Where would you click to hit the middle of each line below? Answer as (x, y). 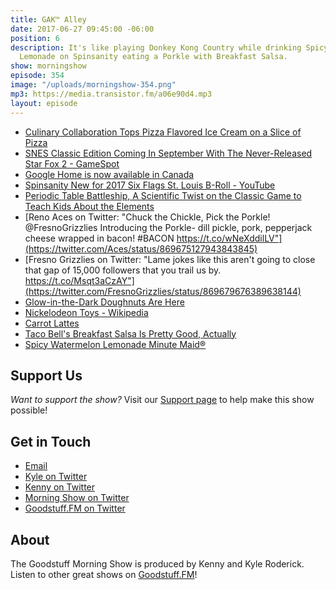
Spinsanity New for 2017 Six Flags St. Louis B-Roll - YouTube (150, 185)
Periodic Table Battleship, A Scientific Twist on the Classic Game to (163, 195)
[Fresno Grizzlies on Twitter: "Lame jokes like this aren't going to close (170, 259)
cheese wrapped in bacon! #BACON (99, 238)
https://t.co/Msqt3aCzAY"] (79, 280)
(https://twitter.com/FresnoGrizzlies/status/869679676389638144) (163, 291)
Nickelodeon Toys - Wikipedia (86, 312)
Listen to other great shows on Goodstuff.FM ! (104, 574)
